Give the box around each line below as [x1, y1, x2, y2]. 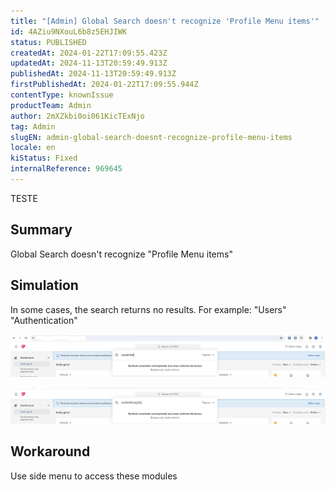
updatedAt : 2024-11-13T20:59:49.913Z [10, 58, 168, 69]
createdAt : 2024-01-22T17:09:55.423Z [10, 48, 168, 58]
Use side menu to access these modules [10, 470, 178, 482]
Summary [10, 221, 73, 239]
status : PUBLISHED [10, 37, 87, 47]
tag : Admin [10, 121, 56, 132]
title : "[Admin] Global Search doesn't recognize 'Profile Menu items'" [10, 16, 320, 26]
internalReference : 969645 [10, 164, 123, 174]
